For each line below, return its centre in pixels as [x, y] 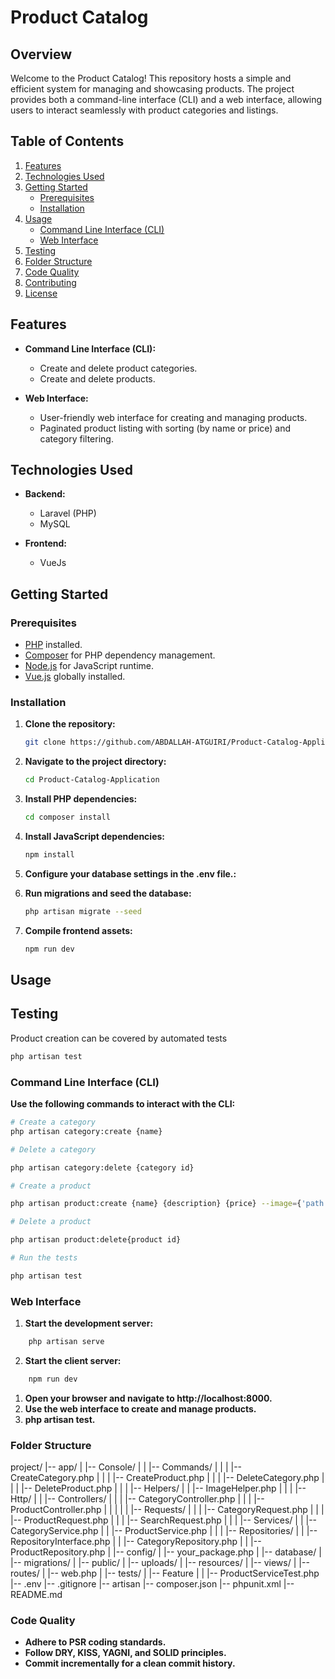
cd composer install [67, 817]
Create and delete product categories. [118, 368]
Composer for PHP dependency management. [120, 655]
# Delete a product [51, 1222]
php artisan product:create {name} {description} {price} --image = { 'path [167, 1204]
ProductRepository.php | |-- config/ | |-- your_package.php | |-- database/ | [166, 1552]
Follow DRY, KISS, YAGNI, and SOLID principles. [125, 1653]
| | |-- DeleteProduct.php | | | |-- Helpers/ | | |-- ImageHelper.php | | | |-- [158, 1488]
